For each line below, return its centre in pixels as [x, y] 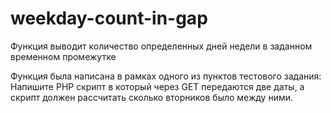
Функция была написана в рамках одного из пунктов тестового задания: [166, 76]
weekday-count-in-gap [109, 18]
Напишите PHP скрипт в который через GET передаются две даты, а [157, 86]
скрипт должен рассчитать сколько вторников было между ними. [152, 97]
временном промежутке [63, 56]
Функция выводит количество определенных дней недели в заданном [161, 46]
